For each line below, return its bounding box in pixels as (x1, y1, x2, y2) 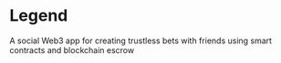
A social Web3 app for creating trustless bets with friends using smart (9, 35, 272, 46)
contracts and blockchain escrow (9, 44, 135, 55)
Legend (9, 5, 68, 26)
